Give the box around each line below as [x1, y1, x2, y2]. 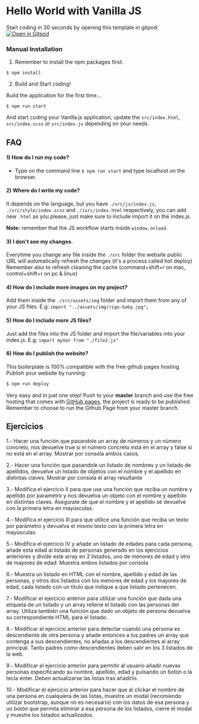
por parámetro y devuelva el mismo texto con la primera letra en [6, 522, 163, 529]
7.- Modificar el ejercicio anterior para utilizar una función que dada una [6, 595, 182, 602]
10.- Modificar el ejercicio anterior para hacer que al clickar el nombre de [6, 686, 185, 693]
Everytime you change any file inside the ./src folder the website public [6, 251, 182, 258]
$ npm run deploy [6, 381, 49, 387]
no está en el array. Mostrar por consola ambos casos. [6, 450, 140, 457]
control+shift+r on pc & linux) [6, 270, 78, 277]
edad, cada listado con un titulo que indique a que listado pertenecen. [6, 583, 178, 590]
